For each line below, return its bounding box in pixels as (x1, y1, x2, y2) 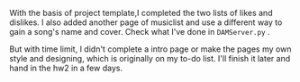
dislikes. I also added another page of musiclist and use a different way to (9, 17, 283, 28)
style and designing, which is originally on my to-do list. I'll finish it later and (9, 53, 291, 63)
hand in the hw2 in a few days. (9, 62, 123, 73)
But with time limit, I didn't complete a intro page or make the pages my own (9, 44, 292, 54)
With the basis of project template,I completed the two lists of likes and (9, 8, 273, 18)
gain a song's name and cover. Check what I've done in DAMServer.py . (9, 27, 270, 37)
